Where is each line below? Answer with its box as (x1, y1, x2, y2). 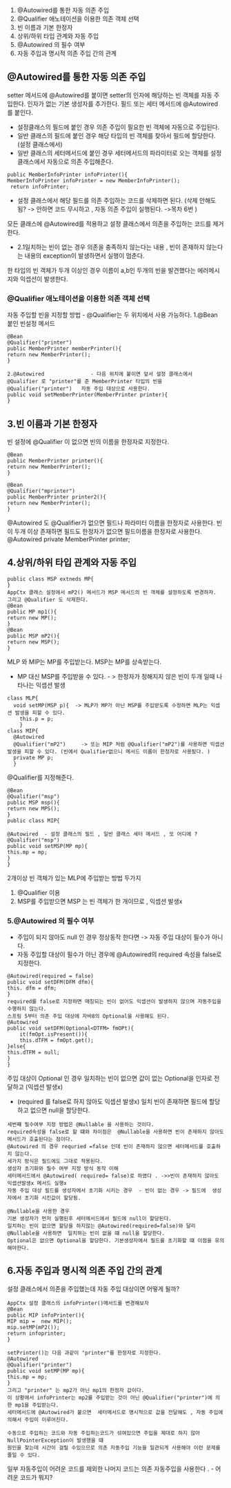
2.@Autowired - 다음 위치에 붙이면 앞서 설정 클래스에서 (7, 371, 193, 378)
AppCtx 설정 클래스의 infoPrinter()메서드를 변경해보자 (7, 1299, 150, 1306)
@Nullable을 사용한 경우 (7, 1208, 70, 1215)
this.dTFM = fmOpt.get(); (19, 1037, 94, 1044)
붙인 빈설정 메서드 (7, 320, 55, 328)
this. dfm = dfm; (7, 985, 57, 992)
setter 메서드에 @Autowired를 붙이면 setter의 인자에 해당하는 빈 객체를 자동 (7, 90, 212, 99)
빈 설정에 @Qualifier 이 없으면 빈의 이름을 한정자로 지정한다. (7, 437, 170, 445)
